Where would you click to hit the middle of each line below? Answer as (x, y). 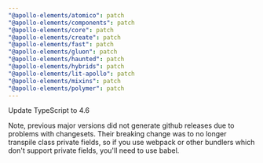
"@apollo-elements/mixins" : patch (65, 81)
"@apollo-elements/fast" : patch (61, 45)
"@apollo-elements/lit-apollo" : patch (71, 74)
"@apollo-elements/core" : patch (61, 30)
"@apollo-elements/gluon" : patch (63, 52)
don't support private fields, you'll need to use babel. (94, 150)
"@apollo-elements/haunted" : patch (66, 60)
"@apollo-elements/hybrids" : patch (66, 67)
